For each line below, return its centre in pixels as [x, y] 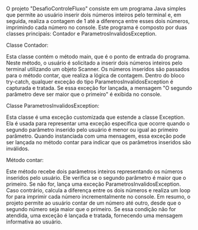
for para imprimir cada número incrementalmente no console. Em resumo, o [98, 197]
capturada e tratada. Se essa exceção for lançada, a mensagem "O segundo [99, 88]
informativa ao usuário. [34, 222]
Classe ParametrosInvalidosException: [53, 106]
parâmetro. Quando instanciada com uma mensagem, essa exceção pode [96, 136]
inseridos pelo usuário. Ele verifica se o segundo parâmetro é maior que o [96, 178]
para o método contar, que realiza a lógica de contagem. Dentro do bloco [95, 75]
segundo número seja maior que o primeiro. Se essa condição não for [91, 209]
